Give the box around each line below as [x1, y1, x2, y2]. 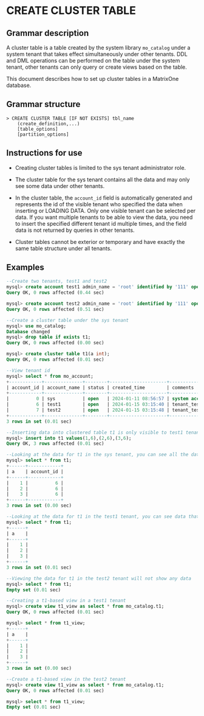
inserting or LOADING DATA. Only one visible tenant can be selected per [15, 207, 196, 214]
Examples [6, 262, 44, 273]
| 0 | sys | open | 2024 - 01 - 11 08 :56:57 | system [6, 396, 189, 402]
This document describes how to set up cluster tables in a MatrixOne [6, 75, 179, 82]
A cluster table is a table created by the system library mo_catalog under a [6, 44, 191, 51]
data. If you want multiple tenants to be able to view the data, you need [15, 214, 193, 221]
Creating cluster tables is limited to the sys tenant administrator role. [15, 164, 186, 171]
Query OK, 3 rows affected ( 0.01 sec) [6, 440, 104, 447]
